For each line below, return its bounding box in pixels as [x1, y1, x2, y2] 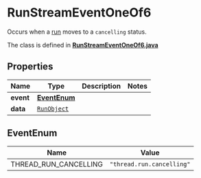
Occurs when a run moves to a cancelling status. [7, 27, 147, 36]
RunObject [36, 104, 69, 113]
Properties [7, 60, 54, 73]
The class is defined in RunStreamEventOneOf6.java [7, 41, 159, 49]
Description [82, 81, 121, 91]
